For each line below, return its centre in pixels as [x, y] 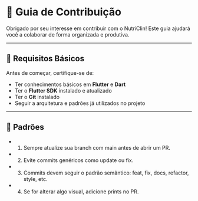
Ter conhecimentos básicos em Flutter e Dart [70, 84]
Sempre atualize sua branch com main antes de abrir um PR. [97, 147]
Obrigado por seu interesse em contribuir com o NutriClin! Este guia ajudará [98, 28]
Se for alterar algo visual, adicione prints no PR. [81, 192]
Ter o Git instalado [37, 97]
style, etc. [35, 179]
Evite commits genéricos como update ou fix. [78, 160]
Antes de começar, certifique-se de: [50, 73]
